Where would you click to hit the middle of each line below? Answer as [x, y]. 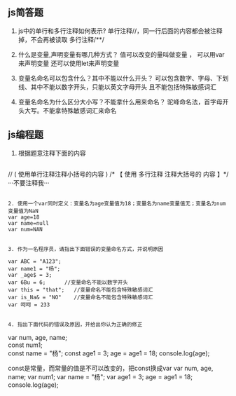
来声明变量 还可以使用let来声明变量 [69, 63]
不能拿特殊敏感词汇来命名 [79, 110]
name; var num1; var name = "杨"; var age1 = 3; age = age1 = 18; [100, 376]
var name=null [29, 223]
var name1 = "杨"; [34, 268]
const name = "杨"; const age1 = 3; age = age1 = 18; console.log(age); [109, 353]
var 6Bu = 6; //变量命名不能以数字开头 [68, 282]
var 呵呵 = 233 [29, 305]
